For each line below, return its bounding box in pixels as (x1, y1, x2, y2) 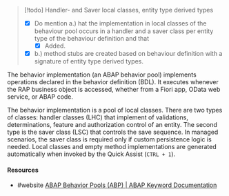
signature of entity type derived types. (34, 57, 143, 66)
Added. (44, 41, 66, 50)
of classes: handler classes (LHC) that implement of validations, (7, 113, 188, 121)
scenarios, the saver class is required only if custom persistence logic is (7, 135, 212, 144)
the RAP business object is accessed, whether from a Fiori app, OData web (7, 86, 221, 94)
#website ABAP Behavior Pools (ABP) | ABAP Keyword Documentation (17, 181, 217, 189)
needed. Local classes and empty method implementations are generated (7, 143, 217, 151)
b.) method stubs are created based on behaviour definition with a (34, 50, 223, 58)
